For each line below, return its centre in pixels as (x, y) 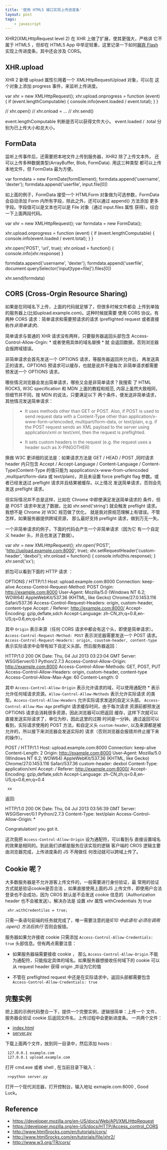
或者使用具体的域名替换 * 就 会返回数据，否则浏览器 (105, 342)
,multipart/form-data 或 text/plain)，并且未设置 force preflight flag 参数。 (80, 476)
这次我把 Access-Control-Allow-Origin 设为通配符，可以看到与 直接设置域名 (83, 839)
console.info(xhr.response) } (34, 253)
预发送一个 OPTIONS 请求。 (34, 371)
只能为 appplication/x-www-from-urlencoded (102, 470)
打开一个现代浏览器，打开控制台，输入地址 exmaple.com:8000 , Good (77, 1087)
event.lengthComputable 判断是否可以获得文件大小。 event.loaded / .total (81, 122)
